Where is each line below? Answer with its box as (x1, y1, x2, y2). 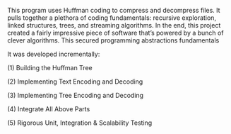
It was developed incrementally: (7, 50, 100, 58)
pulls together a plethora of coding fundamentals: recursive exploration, (7, 13, 217, 22)
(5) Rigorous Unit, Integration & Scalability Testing (7, 118, 153, 127)
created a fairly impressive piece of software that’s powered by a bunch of (7, 28, 224, 37)
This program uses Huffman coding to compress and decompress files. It (7, 6, 220, 14)
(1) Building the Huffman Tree (7, 64, 93, 72)
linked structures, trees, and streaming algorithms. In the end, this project (7, 21, 221, 29)
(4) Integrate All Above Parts (7, 105, 90, 113)
